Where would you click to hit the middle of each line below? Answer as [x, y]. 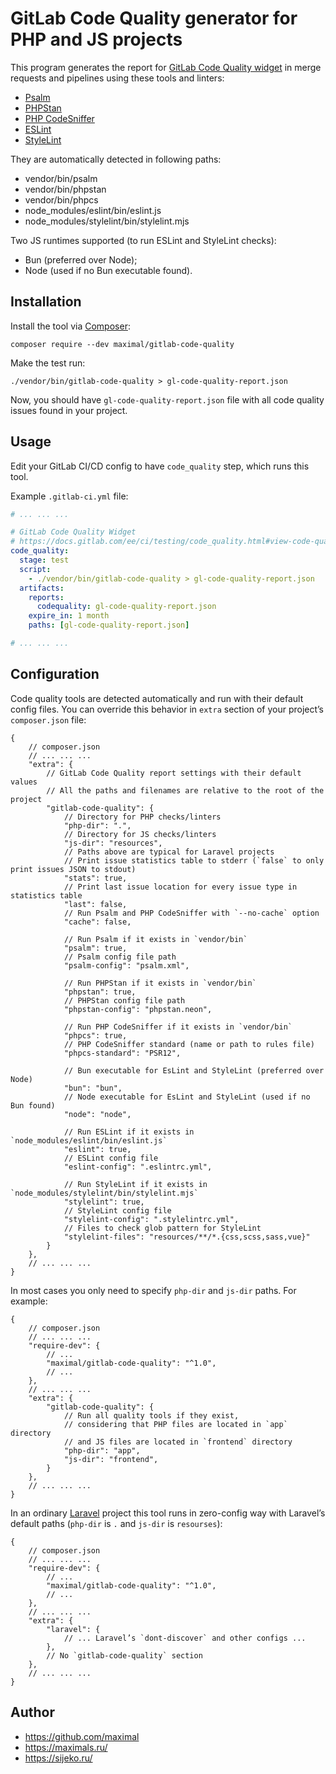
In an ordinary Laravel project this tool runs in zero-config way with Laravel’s [168, 1513]
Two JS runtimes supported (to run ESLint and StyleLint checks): [143, 240]
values [24, 782]
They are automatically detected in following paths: [116, 159]
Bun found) [33, 1105]
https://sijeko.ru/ [58, 1758]
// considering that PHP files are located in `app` [175, 1424]
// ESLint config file [111, 1158]
